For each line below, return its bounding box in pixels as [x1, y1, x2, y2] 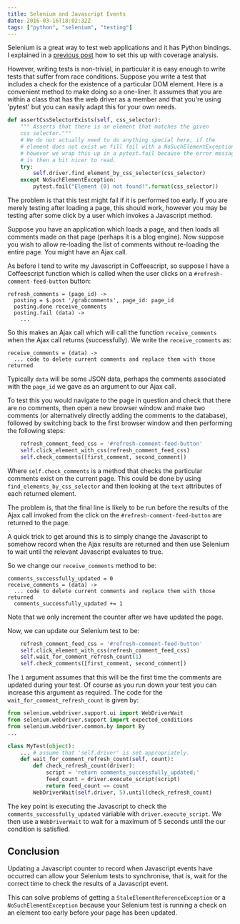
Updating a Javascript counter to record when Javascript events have [7, 864, 213, 873]
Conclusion [7, 845, 60, 858]
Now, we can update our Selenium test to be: [7, 626, 140, 635]
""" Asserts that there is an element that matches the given [20, 123, 209, 131]
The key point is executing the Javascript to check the [7, 802, 167, 810]
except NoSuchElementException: [20, 177, 116, 184]
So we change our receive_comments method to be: [7, 561, 157, 570]
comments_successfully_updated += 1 [14, 600, 123, 607]
